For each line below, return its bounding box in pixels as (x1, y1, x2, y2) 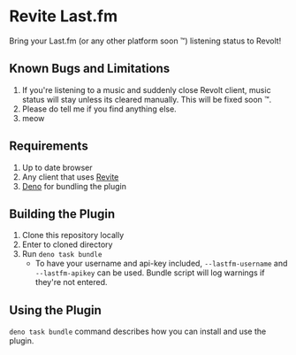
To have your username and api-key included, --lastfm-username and (34, 259, 288, 269)
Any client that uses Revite (21, 171, 119, 182)
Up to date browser (21, 162, 93, 173)
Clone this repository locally (21, 230, 125, 241)
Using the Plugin (9, 303, 102, 318)
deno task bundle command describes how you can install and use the (9, 326, 267, 337)
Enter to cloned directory (21, 239, 113, 250)
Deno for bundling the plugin (21, 181, 126, 191)
